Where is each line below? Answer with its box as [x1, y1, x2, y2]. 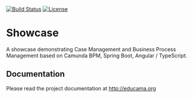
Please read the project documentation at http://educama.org [6, 84, 156, 92]
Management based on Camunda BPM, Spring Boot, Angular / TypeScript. [6, 52, 188, 59]
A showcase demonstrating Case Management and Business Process [6, 45, 176, 53]
